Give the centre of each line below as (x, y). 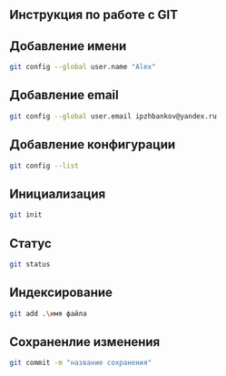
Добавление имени (68, 46)
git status (30, 264)
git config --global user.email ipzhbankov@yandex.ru (113, 116)
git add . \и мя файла (49, 313)
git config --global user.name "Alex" (83, 67)
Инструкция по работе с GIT (94, 15)
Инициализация (58, 193)
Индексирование (61, 293)
